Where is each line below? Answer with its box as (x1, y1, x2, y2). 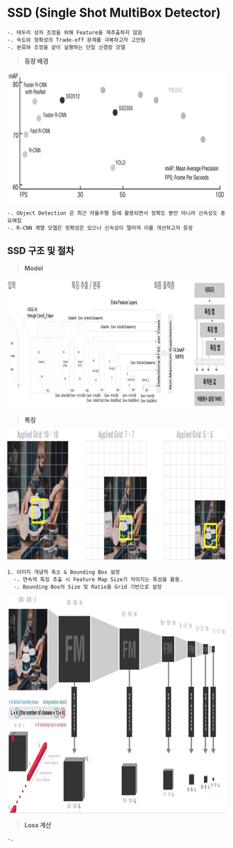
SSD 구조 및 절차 (7, 245, 75, 257)
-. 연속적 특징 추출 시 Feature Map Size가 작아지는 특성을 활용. (13, 576, 183, 583)
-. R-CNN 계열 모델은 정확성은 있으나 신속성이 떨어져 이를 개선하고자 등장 (7, 224, 193, 231)
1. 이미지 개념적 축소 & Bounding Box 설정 (7, 568, 120, 576)
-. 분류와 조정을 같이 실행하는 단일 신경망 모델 (7, 44, 126, 51)
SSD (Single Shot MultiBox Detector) (7, 5, 221, 21)
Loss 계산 (24, 821, 52, 829)
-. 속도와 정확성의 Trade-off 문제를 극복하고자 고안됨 (7, 36, 146, 43)
